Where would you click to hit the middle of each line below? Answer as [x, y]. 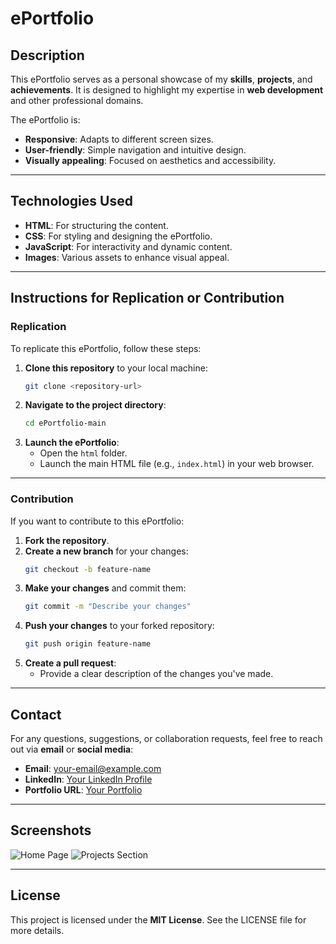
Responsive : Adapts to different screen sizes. [119, 139]
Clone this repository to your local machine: [116, 368]
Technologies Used [71, 201]
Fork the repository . [67, 540]
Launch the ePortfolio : [72, 443]
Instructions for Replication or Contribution [147, 298]
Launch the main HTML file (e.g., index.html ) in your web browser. [177, 464]
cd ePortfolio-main [65, 423]
